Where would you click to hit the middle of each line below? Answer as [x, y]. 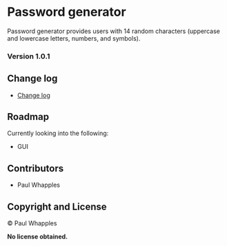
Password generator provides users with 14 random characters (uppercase [114, 31]
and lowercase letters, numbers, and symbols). [74, 38]
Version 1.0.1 [29, 56]
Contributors [36, 168]
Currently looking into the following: [58, 133]
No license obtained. [38, 237]
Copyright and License [57, 206]
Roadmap [28, 117]
